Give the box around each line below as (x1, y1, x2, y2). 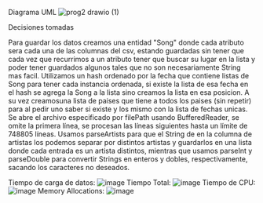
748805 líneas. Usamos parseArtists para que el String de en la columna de (8, 129, 253, 139)
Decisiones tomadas (8, 23, 75, 31)
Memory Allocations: (38, 187, 104, 195)
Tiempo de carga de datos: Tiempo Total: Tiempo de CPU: (8, 178, 256, 187)
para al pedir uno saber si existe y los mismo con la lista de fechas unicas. (8, 104, 248, 114)
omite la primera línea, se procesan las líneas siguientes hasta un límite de (8, 121, 248, 130)
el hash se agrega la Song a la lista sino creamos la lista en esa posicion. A (8, 88, 250, 97)
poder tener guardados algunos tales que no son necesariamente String (8, 63, 241, 72)
